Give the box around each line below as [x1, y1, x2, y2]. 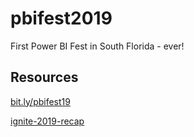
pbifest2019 [10, 7, 113, 30]
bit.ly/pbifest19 [10, 95, 71, 107]
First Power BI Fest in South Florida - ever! [10, 40, 185, 52]
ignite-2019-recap [10, 115, 85, 127]
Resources [10, 69, 79, 86]
